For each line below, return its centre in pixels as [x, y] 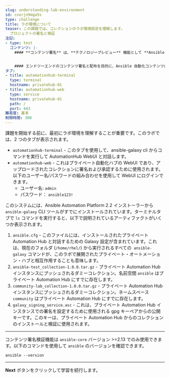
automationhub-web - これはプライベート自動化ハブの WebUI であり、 [84, 163]
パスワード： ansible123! [47, 194]
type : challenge [22, 19]
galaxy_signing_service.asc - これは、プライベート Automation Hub [84, 305]
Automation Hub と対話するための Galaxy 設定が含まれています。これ [85, 241]
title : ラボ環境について [28, 24]
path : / [18, 104]
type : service [25, 94]
